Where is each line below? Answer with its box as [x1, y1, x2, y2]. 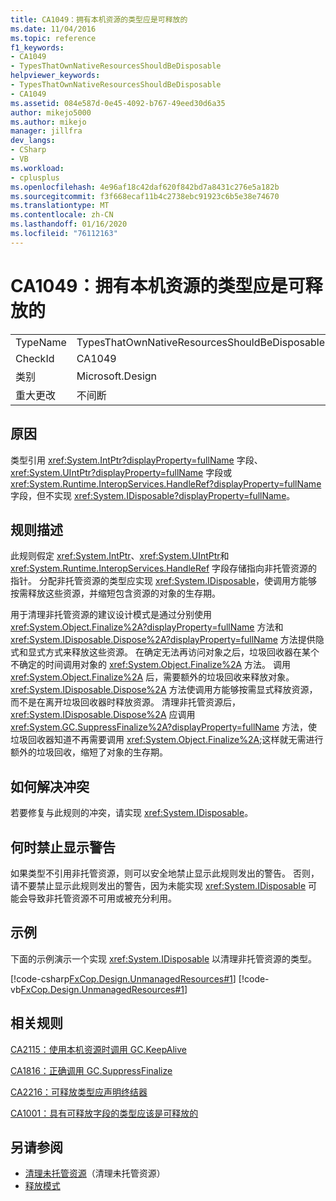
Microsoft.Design [76, 369, 158, 383]
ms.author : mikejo [10, 117, 87, 127]
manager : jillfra [10, 126, 83, 136]
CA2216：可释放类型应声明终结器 [10, 1086, 148, 1098]
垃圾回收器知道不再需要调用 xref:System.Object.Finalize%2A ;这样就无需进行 [10, 734, 324, 746]
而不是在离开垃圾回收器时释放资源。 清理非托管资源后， [10, 696, 241, 708]
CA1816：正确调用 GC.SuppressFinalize [10, 1064, 173, 1076]
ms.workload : [10, 163, 65, 173]
